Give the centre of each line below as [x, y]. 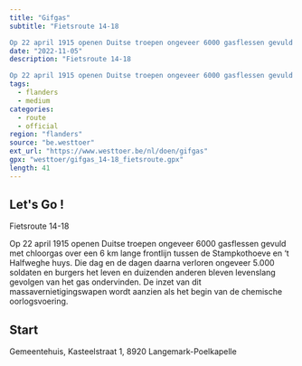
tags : [19, 84]
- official [38, 126]
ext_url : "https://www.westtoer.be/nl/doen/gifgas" [109, 151]
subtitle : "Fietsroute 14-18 [64, 26]
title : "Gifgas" [40, 18]
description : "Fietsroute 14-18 [70, 60]
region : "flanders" [46, 135]
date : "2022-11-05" [46, 51]
